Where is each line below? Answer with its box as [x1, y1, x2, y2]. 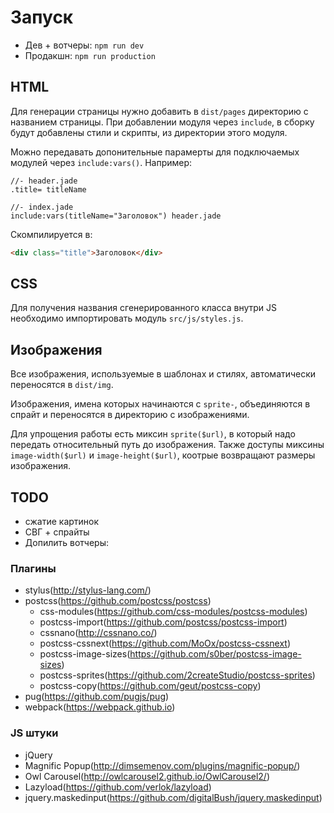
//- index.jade [10, 202, 74, 212]
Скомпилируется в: [10, 228, 93, 240]
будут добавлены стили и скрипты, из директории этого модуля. [10, 126, 288, 138]
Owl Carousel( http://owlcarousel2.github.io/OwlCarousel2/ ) [24, 770, 271, 782]
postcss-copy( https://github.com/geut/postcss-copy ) [39, 680, 262, 692]
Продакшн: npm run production [24, 49, 156, 61]
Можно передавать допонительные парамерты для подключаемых [10, 146, 300, 158]
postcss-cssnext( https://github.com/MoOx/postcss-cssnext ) [39, 637, 292, 650]
